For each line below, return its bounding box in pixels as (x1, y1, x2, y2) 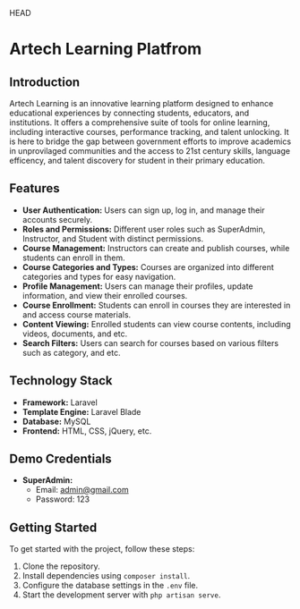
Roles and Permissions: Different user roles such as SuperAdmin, (21, 224, 266, 234)
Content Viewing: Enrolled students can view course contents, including (21, 318, 291, 329)
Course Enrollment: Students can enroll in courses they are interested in (21, 300, 291, 310)
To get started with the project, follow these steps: (9, 544, 195, 554)
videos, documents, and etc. (21, 328, 128, 339)
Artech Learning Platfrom (9, 39, 202, 59)
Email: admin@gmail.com (35, 485, 129, 495)
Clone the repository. (21, 561, 100, 571)
